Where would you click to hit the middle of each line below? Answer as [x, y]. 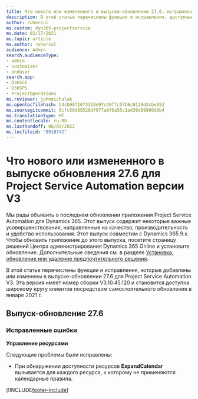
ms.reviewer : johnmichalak [39, 99]
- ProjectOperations [32, 94]
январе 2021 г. [24, 295]
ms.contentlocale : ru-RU [37, 121]
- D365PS [17, 88]
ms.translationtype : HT [35, 115]
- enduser [18, 72]
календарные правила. [44, 378]
